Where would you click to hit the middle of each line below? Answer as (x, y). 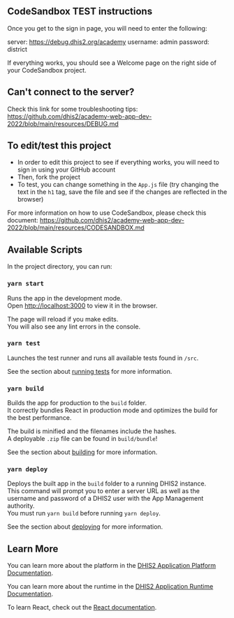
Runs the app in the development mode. (65, 298)
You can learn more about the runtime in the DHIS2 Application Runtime (110, 587)
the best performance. (39, 418)
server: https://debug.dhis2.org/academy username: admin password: (108, 42)
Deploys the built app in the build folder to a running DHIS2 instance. (107, 483)
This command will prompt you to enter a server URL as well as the (104, 491)
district (17, 49)
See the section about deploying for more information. (85, 527)
